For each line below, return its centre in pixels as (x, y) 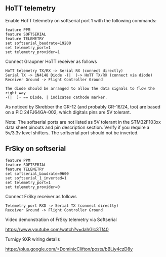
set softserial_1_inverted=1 (36, 178)
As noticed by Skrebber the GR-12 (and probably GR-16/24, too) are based (83, 106)
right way (16, 93)
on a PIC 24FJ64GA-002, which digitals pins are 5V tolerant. (68, 112)
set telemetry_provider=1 (32, 52)
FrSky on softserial (36, 149)
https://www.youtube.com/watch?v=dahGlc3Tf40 (57, 229)
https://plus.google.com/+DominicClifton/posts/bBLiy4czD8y (69, 249)
